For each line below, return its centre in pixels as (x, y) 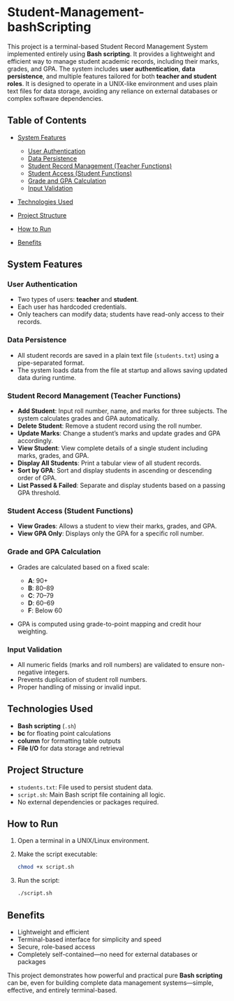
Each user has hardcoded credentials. (72, 307)
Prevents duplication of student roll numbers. (82, 679)
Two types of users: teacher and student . (78, 300)
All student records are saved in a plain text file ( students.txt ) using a (118, 355)
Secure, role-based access (56, 946)
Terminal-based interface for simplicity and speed (89, 939)
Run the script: (38, 881)
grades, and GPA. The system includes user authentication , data (101, 69)
